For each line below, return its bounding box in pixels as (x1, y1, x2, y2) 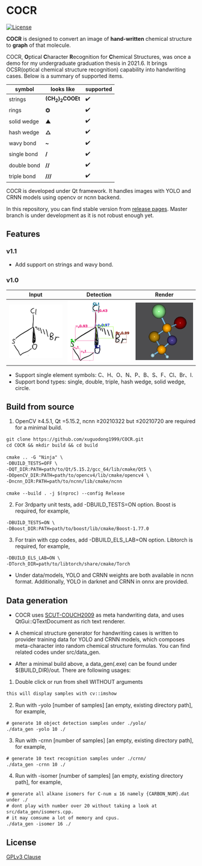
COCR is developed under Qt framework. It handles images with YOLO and (6, 187, 191, 194)
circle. (14, 384, 31, 391)
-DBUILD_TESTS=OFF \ (6, 460, 58, 466)
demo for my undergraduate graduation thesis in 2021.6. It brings (6, 59, 168, 67)
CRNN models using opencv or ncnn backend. (6, 194, 121, 201)
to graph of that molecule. (6, 41, 71, 49)
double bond (8, 162, 40, 169)
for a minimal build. (14, 424, 63, 431)
